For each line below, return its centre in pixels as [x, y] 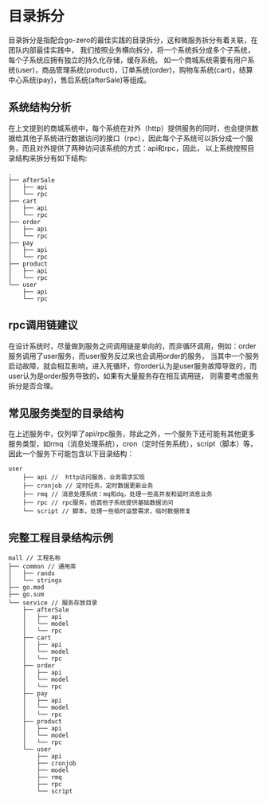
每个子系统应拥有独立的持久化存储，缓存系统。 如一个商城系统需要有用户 [128, 60]
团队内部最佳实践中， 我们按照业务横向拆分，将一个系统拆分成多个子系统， [132, 49]
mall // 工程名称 [35, 558]
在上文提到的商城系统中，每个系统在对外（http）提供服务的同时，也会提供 [130, 128]
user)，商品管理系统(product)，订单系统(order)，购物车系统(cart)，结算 [135, 69]
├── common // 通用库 [42, 567]
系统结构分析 [40, 107]
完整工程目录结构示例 [61, 538]
